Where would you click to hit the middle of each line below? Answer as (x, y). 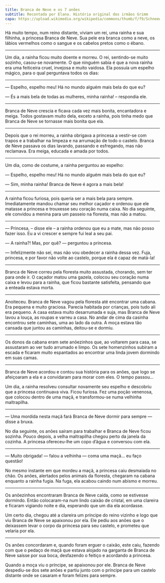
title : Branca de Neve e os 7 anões (42, 10)
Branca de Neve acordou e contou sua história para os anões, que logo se (80, 372)
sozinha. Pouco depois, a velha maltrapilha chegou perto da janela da (75, 436)
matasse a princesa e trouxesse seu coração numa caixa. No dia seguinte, (80, 209)
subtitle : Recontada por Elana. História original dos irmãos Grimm (77, 14)
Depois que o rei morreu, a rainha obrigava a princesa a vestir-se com (76, 135)
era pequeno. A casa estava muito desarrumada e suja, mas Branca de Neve (82, 312)
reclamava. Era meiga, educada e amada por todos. (57, 151)
